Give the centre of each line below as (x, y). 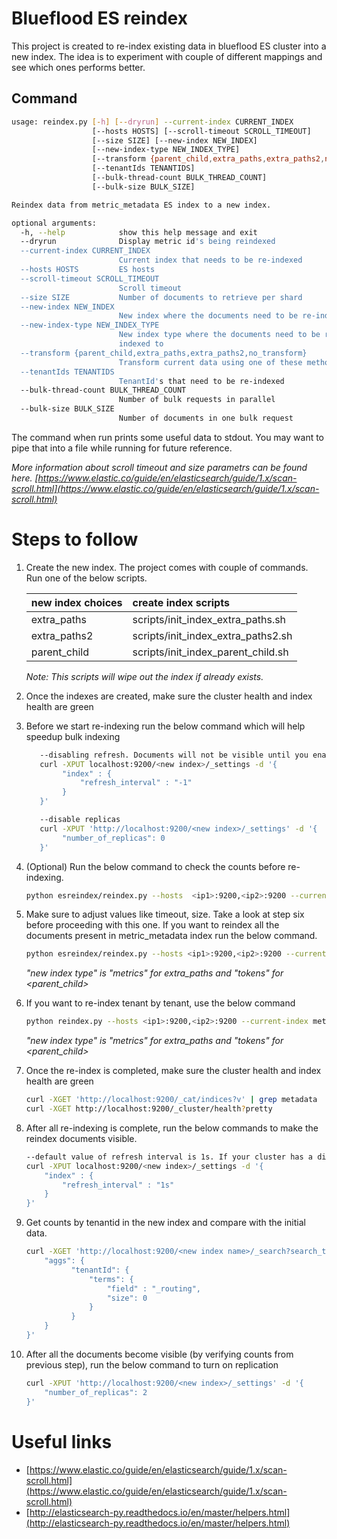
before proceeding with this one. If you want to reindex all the (152, 925)
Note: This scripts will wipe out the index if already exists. (144, 676)
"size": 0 (127, 1298)
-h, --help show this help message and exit (139, 232)
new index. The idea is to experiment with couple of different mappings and (167, 56)
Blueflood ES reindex (99, 18)
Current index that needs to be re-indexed (210, 260)
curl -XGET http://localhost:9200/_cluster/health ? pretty (149, 1109)
